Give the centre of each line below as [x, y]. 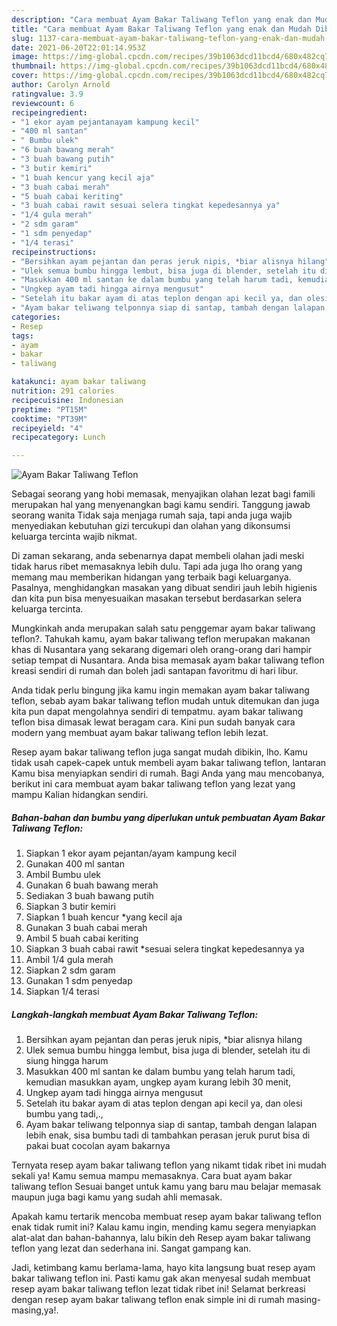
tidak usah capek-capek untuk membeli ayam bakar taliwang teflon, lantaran [169, 763]
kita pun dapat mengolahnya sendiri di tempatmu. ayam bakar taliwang [157, 712]
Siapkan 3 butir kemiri [70, 907]
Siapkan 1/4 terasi [62, 992]
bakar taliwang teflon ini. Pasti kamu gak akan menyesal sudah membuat [161, 1278]
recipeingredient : [49, 112]
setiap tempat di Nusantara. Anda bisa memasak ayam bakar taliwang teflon [168, 660]
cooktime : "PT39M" [49, 419]
